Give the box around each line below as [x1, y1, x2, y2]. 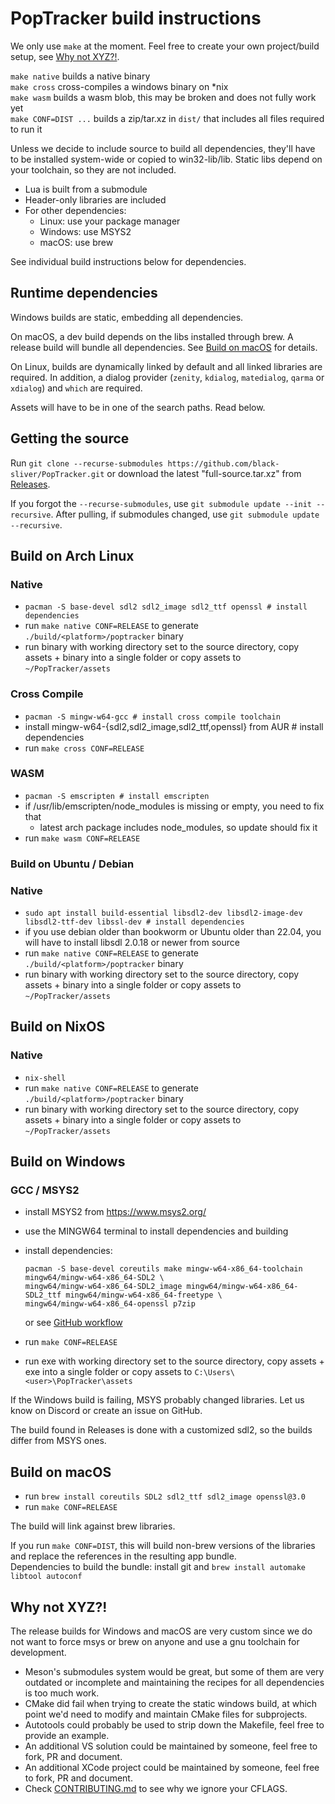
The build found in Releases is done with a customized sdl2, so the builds [10, 1424, 313, 1436]
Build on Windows [10, 1153, 126, 1171]
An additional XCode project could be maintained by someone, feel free [24, 1762, 320, 1774]
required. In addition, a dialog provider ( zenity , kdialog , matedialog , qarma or [10, 371, 325, 383]
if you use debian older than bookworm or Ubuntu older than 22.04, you [24, 926, 322, 938]
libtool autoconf [10, 1572, 83, 1582]
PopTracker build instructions [10, 7, 262, 30]
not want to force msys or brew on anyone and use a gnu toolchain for [10, 1636, 300, 1648]
